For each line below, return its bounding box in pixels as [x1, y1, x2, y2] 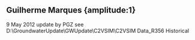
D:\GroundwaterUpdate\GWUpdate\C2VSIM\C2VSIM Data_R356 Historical [6, 27, 190, 34]
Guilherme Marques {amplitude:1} [6, 5, 136, 15]
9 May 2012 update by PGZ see [6, 21, 84, 28]
